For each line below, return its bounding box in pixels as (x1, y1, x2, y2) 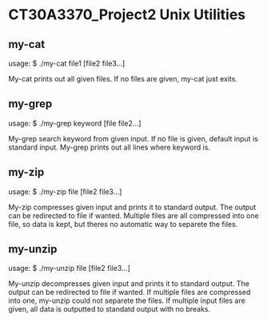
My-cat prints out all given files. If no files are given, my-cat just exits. (8, 74, 238, 83)
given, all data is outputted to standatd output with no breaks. (8, 304, 211, 314)
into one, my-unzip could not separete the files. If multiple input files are (8, 296, 245, 305)
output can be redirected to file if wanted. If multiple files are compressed (8, 288, 251, 297)
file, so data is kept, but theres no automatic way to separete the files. (8, 219, 238, 229)
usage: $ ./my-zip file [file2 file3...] (8, 186, 122, 197)
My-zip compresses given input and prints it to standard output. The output (8, 202, 257, 212)
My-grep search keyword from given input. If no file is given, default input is (8, 133, 258, 143)
